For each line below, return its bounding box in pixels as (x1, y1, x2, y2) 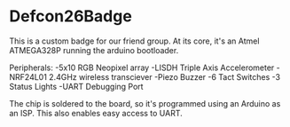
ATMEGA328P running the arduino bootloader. (9, 44, 179, 55)
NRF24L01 (9, 71, 47, 82)
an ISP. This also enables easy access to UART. (9, 107, 184, 118)
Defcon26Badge (9, 6, 133, 27)
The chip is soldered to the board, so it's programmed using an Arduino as (9, 98, 281, 108)
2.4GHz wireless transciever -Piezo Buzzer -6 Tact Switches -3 (48, 71, 281, 82)
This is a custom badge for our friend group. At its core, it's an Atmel (9, 36, 260, 46)
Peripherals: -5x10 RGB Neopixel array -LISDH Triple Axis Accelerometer (9, 62, 275, 73)
